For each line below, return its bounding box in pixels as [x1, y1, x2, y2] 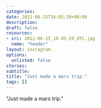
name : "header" [11, 41, 48, 47]
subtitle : [6, 68, 30, 74]
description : [6, 19, 38, 25]
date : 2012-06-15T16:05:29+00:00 [6, 14, 88, 20]
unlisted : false [11, 57, 51, 63]
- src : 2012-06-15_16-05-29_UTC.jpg [6, 36, 95, 41]
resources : [6, 30, 33, 36]
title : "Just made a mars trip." [6, 74, 88, 79]
